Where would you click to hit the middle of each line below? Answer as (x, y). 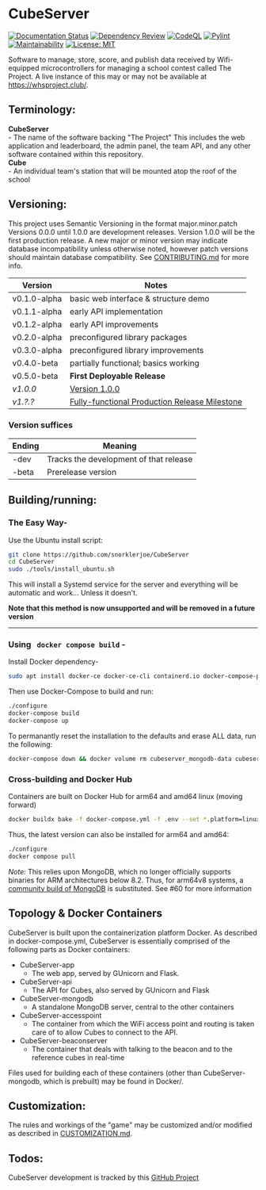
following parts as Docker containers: (69, 949)
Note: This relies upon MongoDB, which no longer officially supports (120, 871)
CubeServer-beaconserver (64, 1040)
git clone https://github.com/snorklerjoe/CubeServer (99, 555)
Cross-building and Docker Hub (70, 779)
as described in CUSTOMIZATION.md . (70, 1134)
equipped (24, 67)
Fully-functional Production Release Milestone (156, 401)
